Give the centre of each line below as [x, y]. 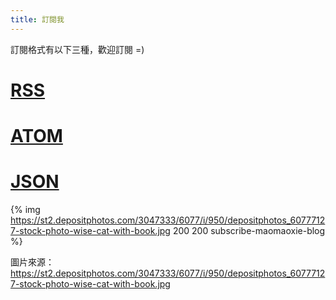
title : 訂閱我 [37, 19]
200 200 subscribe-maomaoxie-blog [249, 230]
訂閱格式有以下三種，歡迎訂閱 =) [77, 49]
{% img [25, 209]
